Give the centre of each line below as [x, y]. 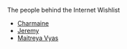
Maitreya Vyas [38, 38]
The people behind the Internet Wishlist [63, 10]
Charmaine [33, 23]
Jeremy [28, 31]
